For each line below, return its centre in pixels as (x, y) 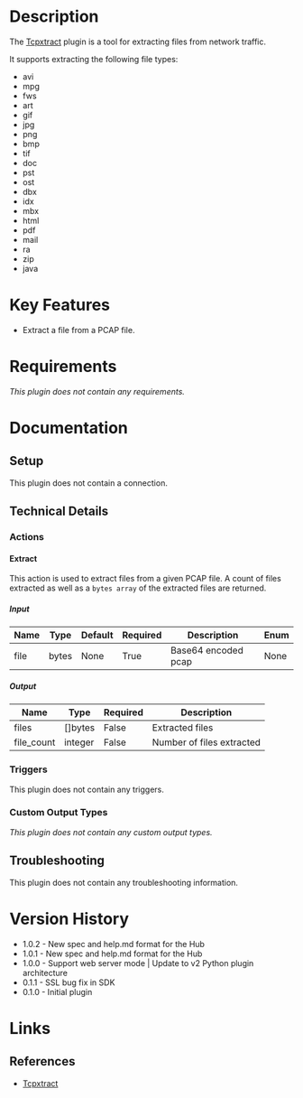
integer (79, 742)
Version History (69, 919)
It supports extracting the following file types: (94, 59)
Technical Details (59, 512)
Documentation (69, 428)
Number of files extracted (207, 742)
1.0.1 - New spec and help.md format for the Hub (112, 954)
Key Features (60, 305)
